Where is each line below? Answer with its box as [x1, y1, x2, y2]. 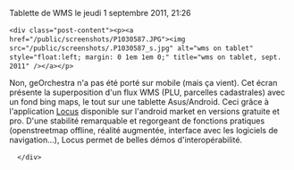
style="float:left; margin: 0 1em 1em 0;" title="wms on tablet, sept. [9, 53, 281, 62]
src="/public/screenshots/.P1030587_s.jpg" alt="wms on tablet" [9, 44, 254, 53]
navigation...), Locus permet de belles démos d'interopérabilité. [9, 134, 243, 145]
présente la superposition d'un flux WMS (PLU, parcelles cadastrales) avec [9, 87, 286, 98]
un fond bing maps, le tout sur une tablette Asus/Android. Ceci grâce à [9, 97, 270, 106]
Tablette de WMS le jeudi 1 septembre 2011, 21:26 [9, 8, 191, 18]
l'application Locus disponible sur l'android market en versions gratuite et [9, 106, 280, 116]
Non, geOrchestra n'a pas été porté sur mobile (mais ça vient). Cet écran [9, 78, 278, 88]
